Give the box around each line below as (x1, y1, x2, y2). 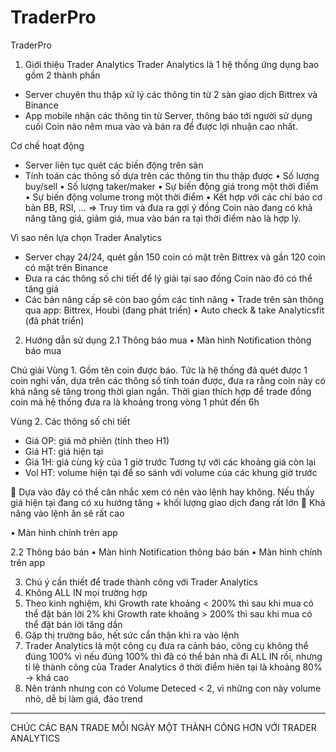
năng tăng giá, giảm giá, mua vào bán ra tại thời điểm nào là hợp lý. (24, 212, 302, 224)
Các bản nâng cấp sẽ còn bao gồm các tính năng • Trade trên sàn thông (24, 293, 324, 305)
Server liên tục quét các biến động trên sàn (24, 159, 204, 171)
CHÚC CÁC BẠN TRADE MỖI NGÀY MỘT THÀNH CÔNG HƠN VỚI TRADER (10, 721, 317, 733)
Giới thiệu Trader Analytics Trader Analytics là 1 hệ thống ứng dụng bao (24, 58, 320, 70)
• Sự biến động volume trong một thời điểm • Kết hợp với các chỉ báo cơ (24, 191, 323, 203)
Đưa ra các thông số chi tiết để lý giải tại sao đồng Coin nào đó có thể (24, 272, 313, 284)
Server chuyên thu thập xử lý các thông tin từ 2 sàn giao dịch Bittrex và (24, 88, 318, 100)
